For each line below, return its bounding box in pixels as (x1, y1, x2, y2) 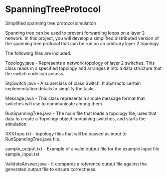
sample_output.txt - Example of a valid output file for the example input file (5, 145, 159, 151)
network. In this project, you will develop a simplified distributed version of (5, 35, 159, 41)
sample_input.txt (5, 151, 40, 157)
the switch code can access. (5, 70, 64, 76)
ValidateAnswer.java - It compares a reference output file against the (5, 160, 147, 166)
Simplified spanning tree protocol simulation (5, 20, 96, 26)
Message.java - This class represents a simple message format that (5, 95, 145, 101)
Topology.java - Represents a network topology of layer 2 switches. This (5, 60, 155, 66)
